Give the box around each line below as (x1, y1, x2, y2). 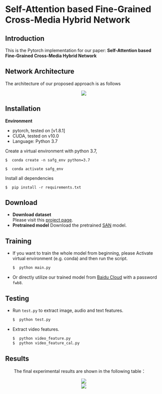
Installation (5, 104, 41, 113)
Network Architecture (5, 67, 75, 76)
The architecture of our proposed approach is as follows (5, 80, 121, 86)
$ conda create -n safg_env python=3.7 (5, 157, 91, 162)
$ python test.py (12, 317, 51, 322)
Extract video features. (12, 326, 60, 332)
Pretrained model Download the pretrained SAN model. (12, 222, 127, 229)
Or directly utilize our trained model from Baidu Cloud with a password (12, 274, 157, 280)
